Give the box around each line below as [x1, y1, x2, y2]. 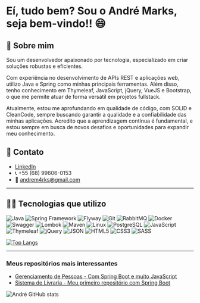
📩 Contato [6, 147, 44, 157]
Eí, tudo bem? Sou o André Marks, [6, 4, 177, 18]
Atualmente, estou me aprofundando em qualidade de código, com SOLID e [6, 105, 192, 111]
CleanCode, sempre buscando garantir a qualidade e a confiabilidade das [6, 111, 187, 118]
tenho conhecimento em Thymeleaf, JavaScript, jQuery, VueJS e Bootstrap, [6, 87, 192, 93]
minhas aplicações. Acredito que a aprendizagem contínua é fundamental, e [6, 117, 193, 124]
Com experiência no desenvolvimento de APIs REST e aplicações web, [6, 74, 180, 81]
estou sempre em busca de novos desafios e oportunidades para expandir [6, 124, 189, 130]
